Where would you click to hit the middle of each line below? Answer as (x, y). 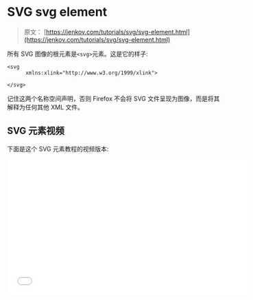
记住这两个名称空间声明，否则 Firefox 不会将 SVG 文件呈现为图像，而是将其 (113, 98)
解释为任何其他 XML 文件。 (45, 107)
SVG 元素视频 (36, 131)
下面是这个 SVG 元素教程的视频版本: (58, 149)
